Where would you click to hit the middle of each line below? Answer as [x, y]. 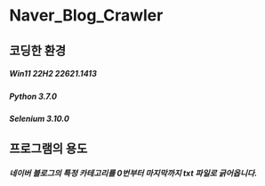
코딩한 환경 [38, 50]
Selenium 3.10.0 [39, 118]
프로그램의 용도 [48, 149]
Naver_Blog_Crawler [86, 16]
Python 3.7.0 [33, 96]
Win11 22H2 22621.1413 [53, 74]
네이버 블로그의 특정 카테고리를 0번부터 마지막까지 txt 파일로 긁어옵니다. [133, 173]
